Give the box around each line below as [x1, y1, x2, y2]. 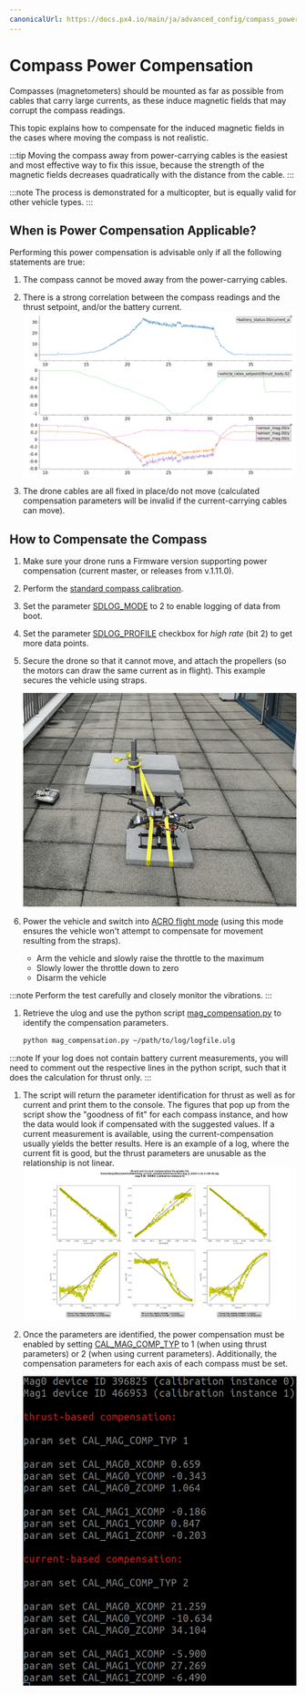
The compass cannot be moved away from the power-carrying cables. [22, 274, 289, 285]
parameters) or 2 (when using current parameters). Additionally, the [22, 1349, 278, 1359]
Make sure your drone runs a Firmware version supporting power [22, 556, 268, 567]
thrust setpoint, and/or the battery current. [22, 302, 182, 313]
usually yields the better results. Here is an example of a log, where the [22, 1138, 290, 1149]
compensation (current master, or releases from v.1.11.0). [22, 565, 235, 576]
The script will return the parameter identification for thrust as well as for [22, 1090, 296, 1101]
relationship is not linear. [22, 1157, 115, 1168]
